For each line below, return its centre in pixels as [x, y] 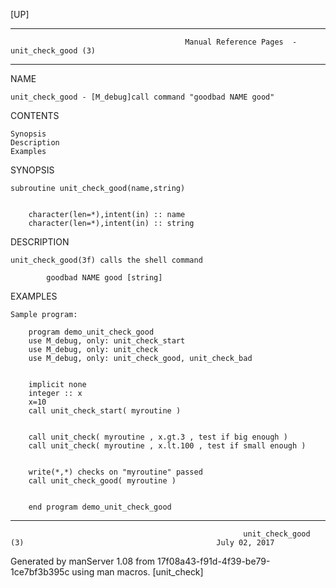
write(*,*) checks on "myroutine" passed [115, 472]
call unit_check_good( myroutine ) [102, 481]
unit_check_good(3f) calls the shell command [106, 260]
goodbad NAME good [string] [104, 278]
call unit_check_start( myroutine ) [105, 411]
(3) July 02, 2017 [142, 543]
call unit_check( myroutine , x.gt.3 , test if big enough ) [158, 437]
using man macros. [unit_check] [137, 572]
